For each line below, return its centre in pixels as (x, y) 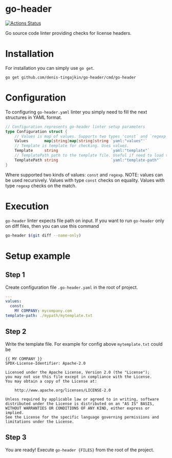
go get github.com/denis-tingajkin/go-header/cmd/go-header (71, 77)
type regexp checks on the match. (41, 186)
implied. (15, 413)
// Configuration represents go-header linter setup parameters (75, 127)
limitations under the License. (40, 422)
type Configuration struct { (36, 131)
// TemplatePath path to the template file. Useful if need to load (89, 155)
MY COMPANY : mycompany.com (43, 311)
